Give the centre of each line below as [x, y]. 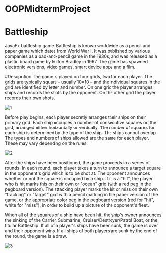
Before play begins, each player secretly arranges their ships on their [76, 117]
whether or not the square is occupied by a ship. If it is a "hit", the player [79, 179]
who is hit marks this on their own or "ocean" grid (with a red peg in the [78, 184]
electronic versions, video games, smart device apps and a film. [70, 67]
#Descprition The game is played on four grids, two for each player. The [79, 77]
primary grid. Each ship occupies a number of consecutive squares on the [81, 123]
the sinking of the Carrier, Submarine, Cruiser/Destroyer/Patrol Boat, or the [81, 220]
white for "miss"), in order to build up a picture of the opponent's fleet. [77, 205]
